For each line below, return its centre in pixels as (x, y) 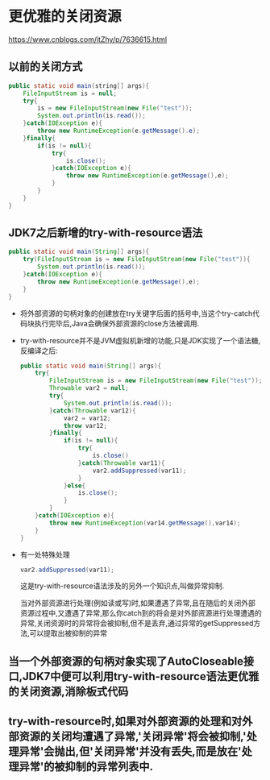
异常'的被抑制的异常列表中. (86, 767)
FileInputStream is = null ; (70, 93)
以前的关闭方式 (46, 66)
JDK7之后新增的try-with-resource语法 (106, 233)
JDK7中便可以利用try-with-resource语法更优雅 (141, 676)
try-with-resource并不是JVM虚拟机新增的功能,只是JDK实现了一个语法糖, (140, 340)
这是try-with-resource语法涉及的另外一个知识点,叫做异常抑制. (122, 586)
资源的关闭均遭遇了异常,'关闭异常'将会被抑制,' (133, 737)
